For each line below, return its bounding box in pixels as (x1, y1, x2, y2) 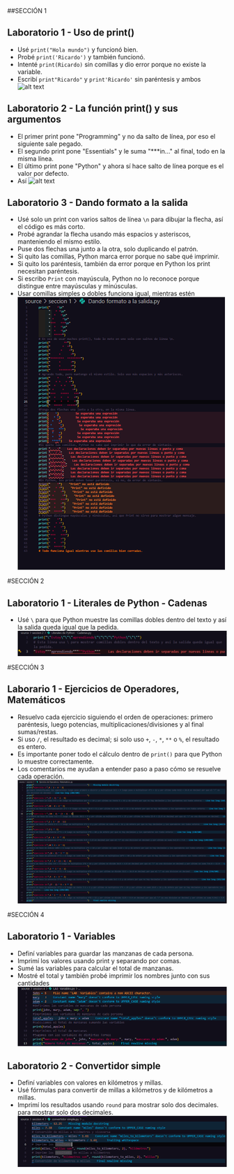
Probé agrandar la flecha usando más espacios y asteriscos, (17, 230, 192, 239)
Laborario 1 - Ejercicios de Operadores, (7, 683, 180, 695)
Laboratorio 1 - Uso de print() (7, 27, 134, 38)
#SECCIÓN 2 (7, 577, 45, 586)
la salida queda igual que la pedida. (17, 623, 119, 632)
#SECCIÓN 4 (7, 910, 45, 919)
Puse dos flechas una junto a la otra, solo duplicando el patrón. (17, 245, 198, 253)
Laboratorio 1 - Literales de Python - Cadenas (7, 597, 208, 609)
